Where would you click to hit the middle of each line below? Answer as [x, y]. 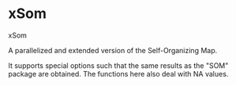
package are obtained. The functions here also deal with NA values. [118, 73]
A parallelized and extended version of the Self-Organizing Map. [113, 50]
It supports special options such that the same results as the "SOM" [118, 65]
